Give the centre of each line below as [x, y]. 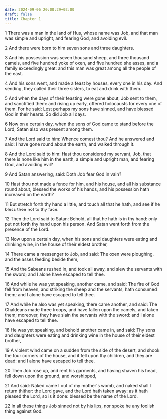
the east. [14, 74]
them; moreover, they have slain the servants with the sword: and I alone [80, 315]
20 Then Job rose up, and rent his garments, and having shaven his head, [81, 371]
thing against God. [24, 411]
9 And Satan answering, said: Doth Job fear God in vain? [63, 174]
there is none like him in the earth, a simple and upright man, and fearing [80, 159]
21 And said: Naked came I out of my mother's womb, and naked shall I [78, 386]
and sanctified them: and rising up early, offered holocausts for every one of [83, 104]
